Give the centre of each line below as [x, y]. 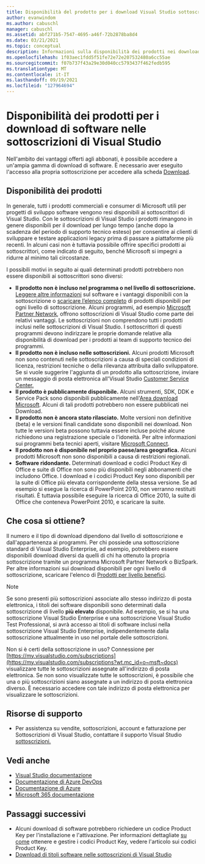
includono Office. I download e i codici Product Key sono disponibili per [105, 476]
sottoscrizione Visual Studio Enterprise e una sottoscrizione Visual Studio [99, 618]
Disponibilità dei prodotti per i [83, 116]
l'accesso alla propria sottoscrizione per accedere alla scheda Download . [99, 172]
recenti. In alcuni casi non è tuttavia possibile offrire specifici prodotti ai [96, 244]
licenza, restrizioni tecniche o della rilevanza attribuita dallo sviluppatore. [107, 365]
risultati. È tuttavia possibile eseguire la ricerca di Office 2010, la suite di [106, 495]
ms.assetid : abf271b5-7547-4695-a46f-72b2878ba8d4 [72, 35]
